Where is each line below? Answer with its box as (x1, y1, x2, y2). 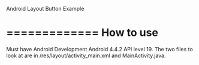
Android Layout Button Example (6, 5, 85, 12)
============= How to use (6, 26, 159, 39)
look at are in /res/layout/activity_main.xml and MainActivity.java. (6, 52, 166, 59)
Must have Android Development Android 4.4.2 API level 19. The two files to (6, 45, 193, 52)
